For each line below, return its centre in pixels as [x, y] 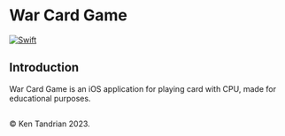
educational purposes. [50, 98]
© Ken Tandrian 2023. [50, 124]
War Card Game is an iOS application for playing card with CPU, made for [143, 88]
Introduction [44, 68]
